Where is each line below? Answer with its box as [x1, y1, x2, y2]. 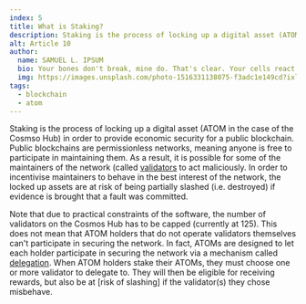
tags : [9, 81, 30, 90]
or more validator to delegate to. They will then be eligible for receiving [9, 267, 275, 278]
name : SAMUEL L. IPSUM [17, 56, 104, 65]
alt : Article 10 [9, 38, 71, 48]
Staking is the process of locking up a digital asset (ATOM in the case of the [9, 123, 294, 134]
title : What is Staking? [9, 22, 104, 31]
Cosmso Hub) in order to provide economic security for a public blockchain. [9, 133, 294, 144]
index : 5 [9, 13, 43, 23]
